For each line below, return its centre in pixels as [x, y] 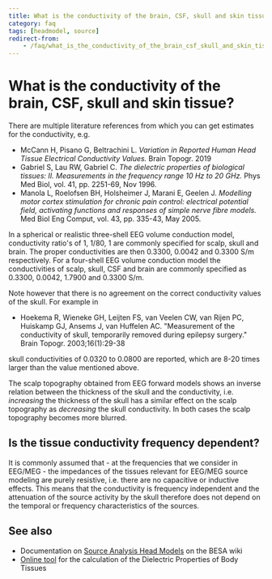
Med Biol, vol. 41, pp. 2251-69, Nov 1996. [88, 185]
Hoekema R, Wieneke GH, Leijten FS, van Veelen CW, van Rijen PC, [132, 317]
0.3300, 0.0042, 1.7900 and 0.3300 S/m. [76, 278]
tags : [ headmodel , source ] [54, 31]
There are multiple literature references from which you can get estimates [131, 126]
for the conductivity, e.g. [49, 134]
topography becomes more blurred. [68, 418]
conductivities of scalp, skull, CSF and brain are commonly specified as [127, 269]
